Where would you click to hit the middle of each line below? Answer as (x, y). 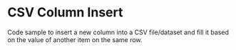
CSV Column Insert (65, 12)
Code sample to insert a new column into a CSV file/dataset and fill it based (118, 32)
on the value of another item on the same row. (75, 39)
